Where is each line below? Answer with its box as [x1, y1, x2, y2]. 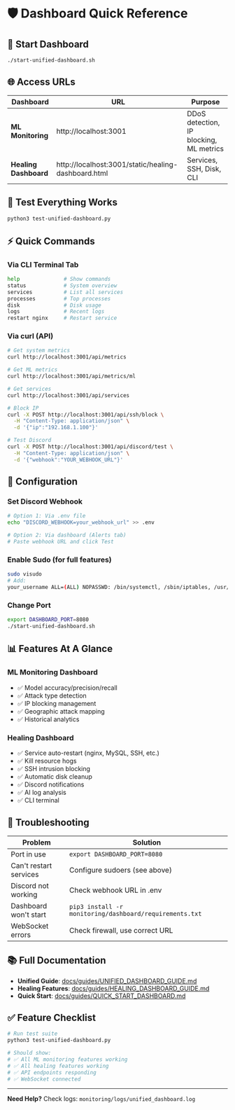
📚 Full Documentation [7, 955, 106, 966]
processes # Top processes [7, 295, 111, 302]
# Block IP [7, 404, 39, 412]
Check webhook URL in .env [69, 885, 162, 895]
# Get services [7, 385, 52, 392]
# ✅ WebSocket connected [7, 1076, 81, 1083]
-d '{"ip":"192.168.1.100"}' [13, 424, 99, 431]
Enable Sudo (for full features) [7, 555, 112, 564]
